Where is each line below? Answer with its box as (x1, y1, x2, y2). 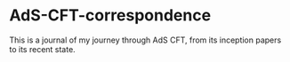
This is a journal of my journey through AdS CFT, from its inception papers (9, 35, 282, 45)
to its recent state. (9, 43, 76, 54)
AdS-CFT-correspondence (9, 5, 212, 26)
